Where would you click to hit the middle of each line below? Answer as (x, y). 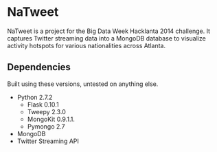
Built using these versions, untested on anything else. (83, 84)
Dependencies (39, 67)
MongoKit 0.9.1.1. (51, 119)
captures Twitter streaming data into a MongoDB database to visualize (106, 38)
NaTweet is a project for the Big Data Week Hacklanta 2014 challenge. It (109, 31)
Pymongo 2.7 (46, 126)
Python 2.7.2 (35, 97)
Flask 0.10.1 (43, 105)
